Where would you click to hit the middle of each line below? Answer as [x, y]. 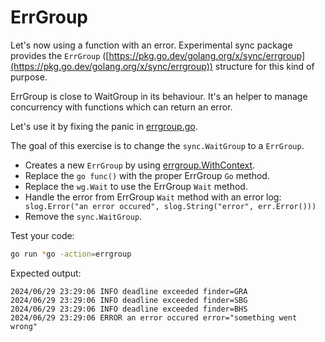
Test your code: [42, 235]
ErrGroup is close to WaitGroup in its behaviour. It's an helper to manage [159, 96]
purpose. [29, 77]
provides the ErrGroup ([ [60, 55]
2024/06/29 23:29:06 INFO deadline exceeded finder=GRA [129, 291]
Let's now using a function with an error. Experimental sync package [151, 45]
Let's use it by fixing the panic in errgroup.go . [104, 126]
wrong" [24, 326]
